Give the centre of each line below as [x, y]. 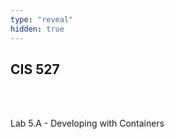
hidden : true [37, 29]
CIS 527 [35, 69]
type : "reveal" [42, 19]
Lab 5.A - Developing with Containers [87, 123]
